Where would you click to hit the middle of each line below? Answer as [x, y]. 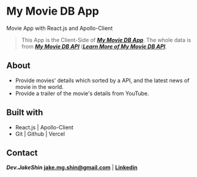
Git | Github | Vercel [40, 134]
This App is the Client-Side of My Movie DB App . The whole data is [106, 40]
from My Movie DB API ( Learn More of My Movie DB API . [94, 46]
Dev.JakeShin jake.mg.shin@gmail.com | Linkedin [72, 168]
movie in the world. [39, 87]
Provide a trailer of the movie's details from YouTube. [82, 93]
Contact [22, 153]
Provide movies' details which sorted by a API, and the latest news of [102, 80]
